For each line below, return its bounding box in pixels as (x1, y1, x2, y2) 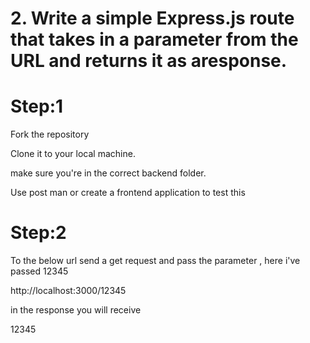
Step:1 (10, 95, 64, 118)
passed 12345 (10, 265, 69, 277)
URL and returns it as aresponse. (10, 50, 288, 72)
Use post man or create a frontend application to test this (10, 187, 246, 199)
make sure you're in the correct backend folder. (10, 167, 207, 179)
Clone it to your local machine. (10, 148, 136, 160)
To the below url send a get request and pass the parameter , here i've (10, 255, 301, 267)
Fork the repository (10, 128, 90, 141)
